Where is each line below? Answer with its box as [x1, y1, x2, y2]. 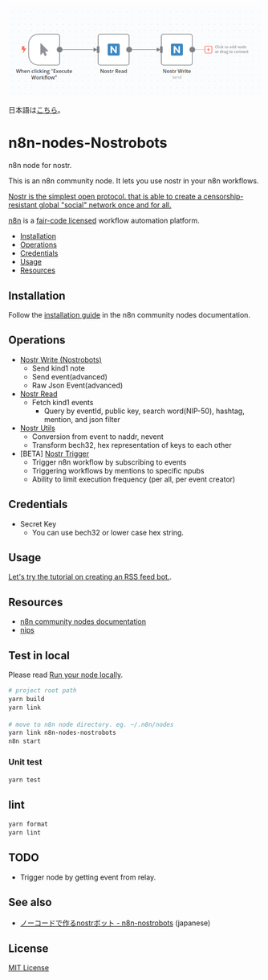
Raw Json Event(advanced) [31, 380, 124, 390]
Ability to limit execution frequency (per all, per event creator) [31, 474, 236, 484]
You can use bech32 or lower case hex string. [31, 527, 185, 537]
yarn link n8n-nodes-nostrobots [8, 729, 116, 737]
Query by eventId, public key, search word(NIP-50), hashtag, [43, 406, 245, 416]
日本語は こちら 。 [8, 105, 65, 115]
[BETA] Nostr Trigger [19, 449, 90, 458]
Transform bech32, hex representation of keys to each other [31, 440, 233, 449]
